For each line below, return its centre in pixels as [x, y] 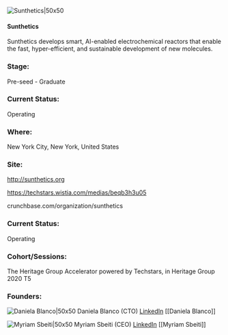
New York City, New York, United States [63, 147]
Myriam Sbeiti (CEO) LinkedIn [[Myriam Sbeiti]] [140, 325]
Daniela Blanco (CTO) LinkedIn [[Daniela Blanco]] [147, 311]
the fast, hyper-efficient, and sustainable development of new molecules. [110, 49]
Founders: [25, 296]
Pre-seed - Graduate [37, 82]
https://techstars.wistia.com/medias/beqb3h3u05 [77, 193]
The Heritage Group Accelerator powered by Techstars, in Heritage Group [111, 271]
